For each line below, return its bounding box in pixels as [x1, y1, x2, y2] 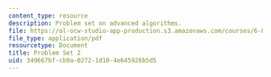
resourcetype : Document [8, 42, 89, 50]
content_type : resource [8, 11, 89, 20]
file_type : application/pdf [8, 34, 103, 43]
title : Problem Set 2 [8, 49, 81, 57]
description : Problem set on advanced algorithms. [8, 19, 182, 27]
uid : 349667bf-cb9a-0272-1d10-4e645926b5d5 [8, 57, 157, 65]
